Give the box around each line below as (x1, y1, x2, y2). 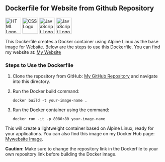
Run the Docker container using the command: (12, 107, 110, 113)
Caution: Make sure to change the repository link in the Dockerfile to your (5, 146, 158, 152)
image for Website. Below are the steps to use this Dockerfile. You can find (5, 44, 160, 50)
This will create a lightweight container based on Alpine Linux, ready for (5, 125, 154, 131)
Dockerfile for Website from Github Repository (5, 4, 154, 13)
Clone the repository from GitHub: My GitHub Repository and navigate (12, 73, 158, 79)
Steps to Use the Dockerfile (5, 61, 74, 68)
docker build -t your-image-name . (12, 98, 88, 103)
